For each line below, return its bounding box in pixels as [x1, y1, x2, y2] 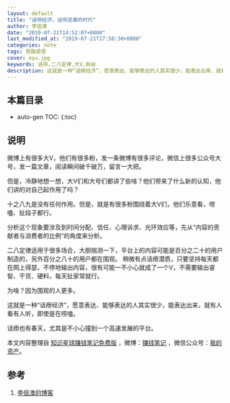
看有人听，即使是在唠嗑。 [7, 309, 79, 318]
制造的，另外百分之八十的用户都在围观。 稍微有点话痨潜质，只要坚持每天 [7, 255, 213, 263]
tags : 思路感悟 [7, 49, 47, 55]
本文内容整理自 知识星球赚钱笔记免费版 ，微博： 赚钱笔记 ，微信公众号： [7, 339, 210, 347]
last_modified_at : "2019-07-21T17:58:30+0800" [7, 36, 142, 42]
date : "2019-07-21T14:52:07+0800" [7, 29, 106, 36]
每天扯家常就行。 [54, 272, 103, 281]
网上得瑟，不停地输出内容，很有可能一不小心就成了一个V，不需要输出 [12, 263, 209, 272]
